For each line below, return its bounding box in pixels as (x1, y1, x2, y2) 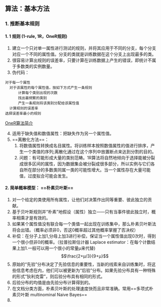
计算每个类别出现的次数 (17, 90, 58, 95)
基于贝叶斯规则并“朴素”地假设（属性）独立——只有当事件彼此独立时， (12, 208, 152, 215)
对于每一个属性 (5, 80, 30, 85)
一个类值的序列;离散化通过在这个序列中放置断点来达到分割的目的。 (23, 149, 156, 154)
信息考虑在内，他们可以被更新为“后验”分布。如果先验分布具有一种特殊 (16, 267, 156, 273)
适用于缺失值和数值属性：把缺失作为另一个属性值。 (12, 130, 114, 136)
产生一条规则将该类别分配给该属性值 (17, 101, 80, 105)
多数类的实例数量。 (16, 63, 55, 69)
